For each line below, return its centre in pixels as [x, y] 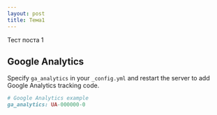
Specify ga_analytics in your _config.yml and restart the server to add [109, 78]
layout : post [26, 14]
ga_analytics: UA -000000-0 [46, 105]
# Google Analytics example [48, 98]
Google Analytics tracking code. [53, 86]
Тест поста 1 [25, 39]
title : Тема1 [26, 20]
